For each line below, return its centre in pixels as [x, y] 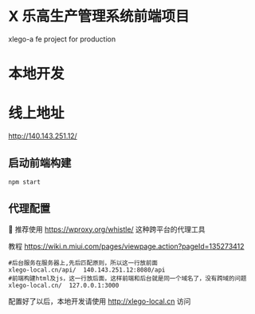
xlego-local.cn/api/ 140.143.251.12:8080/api [87, 270]
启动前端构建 [40, 163]
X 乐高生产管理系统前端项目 [99, 16]
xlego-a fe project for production [62, 39]
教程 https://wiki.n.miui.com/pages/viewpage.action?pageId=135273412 [126, 246]
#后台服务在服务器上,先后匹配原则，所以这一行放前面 [83, 263]
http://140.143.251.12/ [43, 136]
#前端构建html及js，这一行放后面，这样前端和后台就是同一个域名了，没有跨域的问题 [127, 278]
